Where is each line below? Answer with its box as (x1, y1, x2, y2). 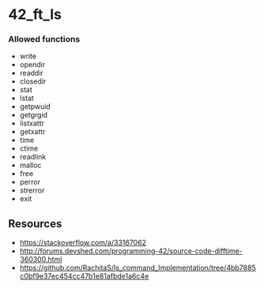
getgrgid (19, 110, 48, 120)
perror (19, 178, 41, 187)
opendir (19, 60, 46, 69)
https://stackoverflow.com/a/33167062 (19, 238, 147, 248)
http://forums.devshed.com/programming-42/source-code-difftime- (19, 246, 243, 256)
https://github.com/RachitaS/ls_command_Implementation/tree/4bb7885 (19, 263, 256, 273)
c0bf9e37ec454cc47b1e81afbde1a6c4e (19, 271, 149, 281)
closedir (19, 77, 47, 86)
